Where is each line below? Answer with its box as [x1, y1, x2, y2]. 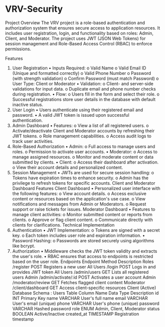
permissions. [5, 46, 32, 52]
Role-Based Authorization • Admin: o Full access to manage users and [12, 143, 155, 149]
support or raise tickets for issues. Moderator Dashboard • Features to [12, 206, 156, 212]
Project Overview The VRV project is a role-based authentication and [5, 20, 145, 26]
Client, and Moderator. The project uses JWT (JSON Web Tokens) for [5, 35, 146, 41]
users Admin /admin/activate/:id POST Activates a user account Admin [12, 274, 156, 280]
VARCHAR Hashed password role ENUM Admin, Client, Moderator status [12, 305, 160, 311]
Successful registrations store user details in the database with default [12, 96, 156, 102]
